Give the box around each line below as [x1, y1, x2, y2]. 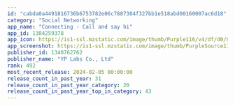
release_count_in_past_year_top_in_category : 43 [7, 88, 152, 95]
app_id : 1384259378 [7, 29, 64, 37]
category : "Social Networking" [7, 17, 99, 24]
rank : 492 [7, 62, 36, 69]
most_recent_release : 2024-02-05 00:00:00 [7, 68, 133, 75]
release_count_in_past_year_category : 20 [7, 82, 130, 89]
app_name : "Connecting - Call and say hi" [7, 23, 133, 30]
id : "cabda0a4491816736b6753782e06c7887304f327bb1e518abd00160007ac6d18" [7, 10, 227, 17]
